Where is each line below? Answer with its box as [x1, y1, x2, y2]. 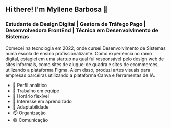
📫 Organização [12, 110, 46, 116]
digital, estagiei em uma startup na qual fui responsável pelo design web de [5, 56, 164, 62]
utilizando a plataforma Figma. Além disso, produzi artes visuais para [5, 67, 151, 73]
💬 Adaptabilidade [12, 103, 50, 110]
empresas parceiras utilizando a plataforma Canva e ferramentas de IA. [5, 72, 156, 78]
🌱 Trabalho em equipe [12, 88, 60, 94]
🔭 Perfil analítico [12, 82, 47, 88]
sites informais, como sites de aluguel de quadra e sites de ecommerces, [5, 61, 159, 67]
